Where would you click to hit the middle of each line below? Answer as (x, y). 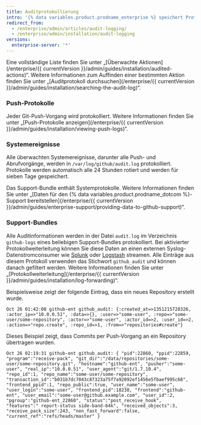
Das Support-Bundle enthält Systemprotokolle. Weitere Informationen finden (100, 188)
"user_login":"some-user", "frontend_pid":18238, (69, 390)
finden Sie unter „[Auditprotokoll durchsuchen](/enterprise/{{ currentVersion (100, 81)
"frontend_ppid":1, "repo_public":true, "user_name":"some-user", (91, 385)
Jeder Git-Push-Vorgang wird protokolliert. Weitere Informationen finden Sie (100, 116)
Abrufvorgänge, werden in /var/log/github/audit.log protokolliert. (89, 164)
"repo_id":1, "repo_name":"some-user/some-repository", (77, 374)
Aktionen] (151, 62)
